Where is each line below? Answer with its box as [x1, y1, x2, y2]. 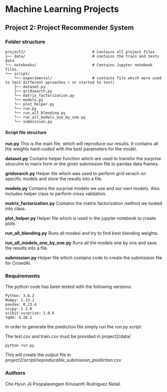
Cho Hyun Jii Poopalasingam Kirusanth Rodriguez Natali [5, 381, 121, 387]
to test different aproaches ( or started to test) [5, 80, 115, 85]
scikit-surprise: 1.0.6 [5, 311, 55, 316]
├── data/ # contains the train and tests [5, 54, 160, 59]
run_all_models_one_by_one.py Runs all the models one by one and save [5, 240, 157, 246]
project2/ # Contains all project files [5, 49, 155, 54]
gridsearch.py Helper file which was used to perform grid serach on [5, 171, 146, 177]
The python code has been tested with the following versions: [5, 284, 132, 290]
